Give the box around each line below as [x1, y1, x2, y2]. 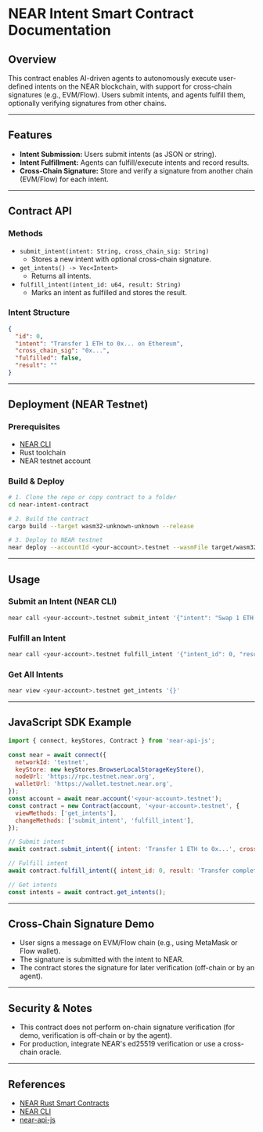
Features [8, 129, 52, 142]
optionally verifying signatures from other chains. [8, 99, 167, 108]
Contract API [8, 205, 72, 218]
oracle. [38, 1047, 62, 1057]
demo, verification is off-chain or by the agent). [19, 1031, 172, 1040]
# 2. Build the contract [8, 515, 89, 523]
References [8, 1077, 66, 1091]
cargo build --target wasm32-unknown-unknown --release [8, 522, 194, 530]
